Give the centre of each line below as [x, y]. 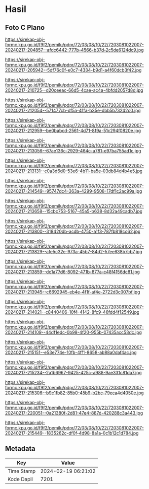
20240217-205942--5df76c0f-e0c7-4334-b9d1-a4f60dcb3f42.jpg [74, 70]
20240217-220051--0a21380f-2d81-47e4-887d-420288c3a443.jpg [74, 413]
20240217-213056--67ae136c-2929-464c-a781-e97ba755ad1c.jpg [73, 151]
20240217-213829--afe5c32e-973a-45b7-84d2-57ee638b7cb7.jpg [74, 251]
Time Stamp [22, 471]
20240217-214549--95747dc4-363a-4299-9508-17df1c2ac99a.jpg [74, 191]
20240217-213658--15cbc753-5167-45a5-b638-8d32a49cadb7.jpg [74, 211]
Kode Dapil [20, 479]
